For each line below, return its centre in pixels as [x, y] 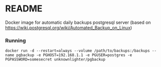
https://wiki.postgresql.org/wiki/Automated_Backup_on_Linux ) [69, 27]
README [24, 9]
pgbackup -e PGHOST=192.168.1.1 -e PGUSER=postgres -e [74, 55]
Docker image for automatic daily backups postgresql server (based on [78, 22]
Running [16, 40]
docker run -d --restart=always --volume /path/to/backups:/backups [78, 51]
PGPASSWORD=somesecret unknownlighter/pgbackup [55, 60]
